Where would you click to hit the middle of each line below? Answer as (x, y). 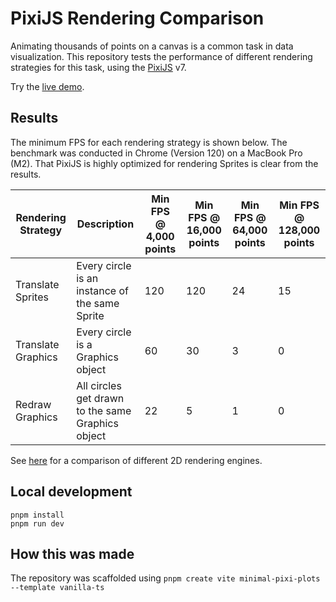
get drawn (100, 398)
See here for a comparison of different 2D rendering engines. (136, 460)
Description (105, 224)
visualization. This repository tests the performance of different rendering (161, 56)
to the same (104, 410)
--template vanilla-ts (57, 588)
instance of (102, 290)
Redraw (33, 404)
